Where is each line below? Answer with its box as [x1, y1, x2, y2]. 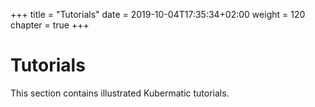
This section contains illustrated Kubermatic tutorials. [10, 87, 230, 99]
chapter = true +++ [10, 19, 90, 31]
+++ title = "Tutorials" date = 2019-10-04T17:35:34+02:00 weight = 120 [10, 9, 306, 20]
